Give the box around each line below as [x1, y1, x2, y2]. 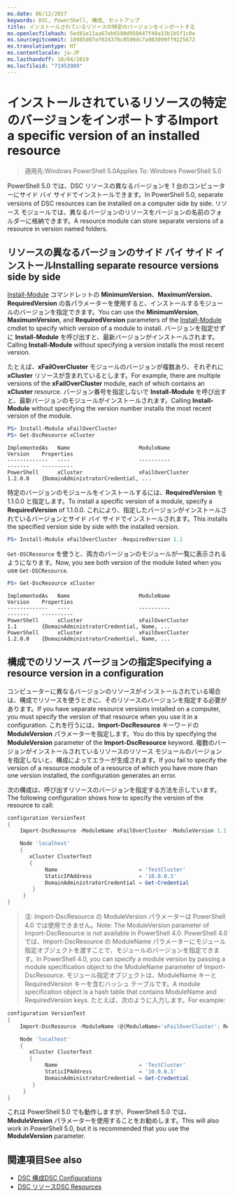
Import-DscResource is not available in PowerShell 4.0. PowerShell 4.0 [24, 929, 228, 938]
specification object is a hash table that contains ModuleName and [24, 987, 217, 996]
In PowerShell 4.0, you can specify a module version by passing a [36, 955, 226, 964]
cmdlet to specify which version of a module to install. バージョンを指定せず [7, 324, 226, 333]
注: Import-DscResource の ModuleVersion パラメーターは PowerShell [24, 912, 226, 921]
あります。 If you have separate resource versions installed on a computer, [7, 704, 221, 713]
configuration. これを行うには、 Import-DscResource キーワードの [7, 720, 199, 729]
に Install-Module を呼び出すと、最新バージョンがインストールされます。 [7, 333, 219, 341]
